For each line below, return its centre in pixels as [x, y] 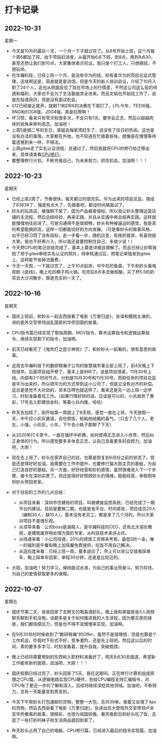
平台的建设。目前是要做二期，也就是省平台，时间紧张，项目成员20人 [87, 508]
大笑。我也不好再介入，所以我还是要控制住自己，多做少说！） [73, 241]
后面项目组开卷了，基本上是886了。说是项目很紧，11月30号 [88, 372]
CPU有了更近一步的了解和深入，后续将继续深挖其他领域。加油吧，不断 [82, 686]
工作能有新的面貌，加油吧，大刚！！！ [50, 663]
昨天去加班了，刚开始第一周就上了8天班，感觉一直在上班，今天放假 [79, 412]
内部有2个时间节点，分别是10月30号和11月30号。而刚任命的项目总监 [88, 377]
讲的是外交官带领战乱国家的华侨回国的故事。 [56, 322]
